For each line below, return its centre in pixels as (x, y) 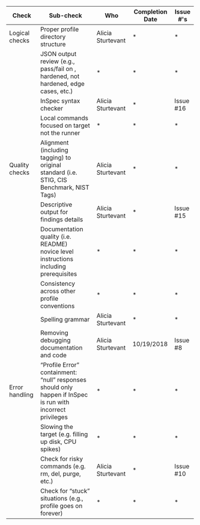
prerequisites (59, 274)
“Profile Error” (60, 365)
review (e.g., (57, 61)
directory (53, 37)
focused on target (65, 126)
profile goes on (61, 506)
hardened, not (60, 76)
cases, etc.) (57, 91)
